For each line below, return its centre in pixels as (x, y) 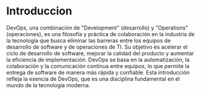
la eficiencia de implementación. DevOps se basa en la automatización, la (98, 60)
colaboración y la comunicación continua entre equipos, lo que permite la (98, 66)
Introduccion (39, 11)
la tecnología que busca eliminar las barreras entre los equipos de (89, 40)
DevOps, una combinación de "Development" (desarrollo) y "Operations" (97, 28)
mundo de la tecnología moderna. (48, 85)
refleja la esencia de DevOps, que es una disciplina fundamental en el (93, 79)
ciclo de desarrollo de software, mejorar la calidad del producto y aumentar (100, 53)
